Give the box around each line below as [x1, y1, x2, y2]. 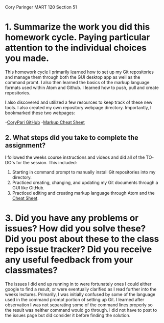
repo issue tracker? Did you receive [5, 243, 152, 255]
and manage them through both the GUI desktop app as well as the [5, 74, 141, 80]
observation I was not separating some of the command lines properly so [5, 302, 153, 308]
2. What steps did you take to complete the [5, 134, 139, 142]
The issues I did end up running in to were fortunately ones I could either [5, 281, 152, 287]
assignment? [5, 141, 46, 149]
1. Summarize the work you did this [5, 22, 150, 32]
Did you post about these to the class [5, 233, 159, 244]
